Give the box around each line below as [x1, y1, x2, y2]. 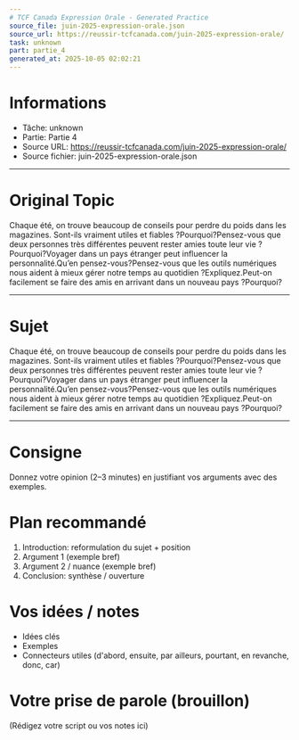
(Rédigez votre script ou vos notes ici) [9, 719, 149, 731]
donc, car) [21, 659, 61, 670]
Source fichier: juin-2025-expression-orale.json [21, 151, 198, 161]
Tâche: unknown [21, 122, 84, 133]
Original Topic [9, 191, 116, 210]
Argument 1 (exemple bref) [21, 551, 120, 562]
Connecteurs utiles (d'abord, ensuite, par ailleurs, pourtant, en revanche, [21, 650, 289, 661]
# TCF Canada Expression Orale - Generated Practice [9, 12, 209, 22]
